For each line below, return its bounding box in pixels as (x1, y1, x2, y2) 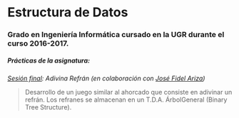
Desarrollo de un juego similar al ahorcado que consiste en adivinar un (24, 88, 233, 97)
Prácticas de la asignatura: (7, 56, 91, 65)
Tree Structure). (24, 103, 72, 112)
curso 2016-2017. (7, 38, 69, 48)
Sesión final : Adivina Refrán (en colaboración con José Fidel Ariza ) (7, 74, 205, 82)
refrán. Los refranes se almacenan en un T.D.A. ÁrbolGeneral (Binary (24, 95, 228, 104)
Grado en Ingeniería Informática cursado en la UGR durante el (7, 30, 225, 40)
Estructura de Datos (7, 4, 128, 21)
